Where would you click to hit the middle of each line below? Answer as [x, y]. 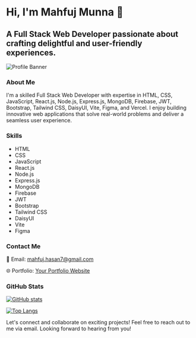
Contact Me [23, 246]
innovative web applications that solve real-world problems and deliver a [95, 114]
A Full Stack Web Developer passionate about [92, 34]
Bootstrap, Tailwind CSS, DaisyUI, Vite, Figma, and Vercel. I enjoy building [97, 108]
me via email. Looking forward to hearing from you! [69, 328]
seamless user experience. [39, 121]
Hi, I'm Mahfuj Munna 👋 [65, 12]
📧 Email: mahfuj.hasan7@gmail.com [50, 259]
